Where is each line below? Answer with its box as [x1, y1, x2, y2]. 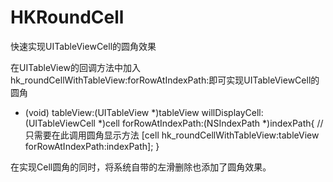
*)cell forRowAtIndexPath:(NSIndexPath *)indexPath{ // [97, 117, 324, 129]
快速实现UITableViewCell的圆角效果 [10, 40, 157, 52]
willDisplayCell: [201, 106, 264, 118]
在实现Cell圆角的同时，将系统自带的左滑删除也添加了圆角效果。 [10, 161, 272, 173]
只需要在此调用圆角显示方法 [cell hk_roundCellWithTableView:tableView [24, 129, 320, 141]
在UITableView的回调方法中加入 [10, 61, 141, 73]
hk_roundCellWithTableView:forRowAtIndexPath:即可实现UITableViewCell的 [10, 74, 320, 86]
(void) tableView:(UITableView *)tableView [24, 106, 200, 118]
